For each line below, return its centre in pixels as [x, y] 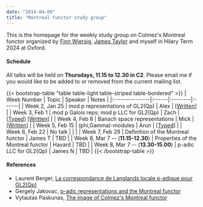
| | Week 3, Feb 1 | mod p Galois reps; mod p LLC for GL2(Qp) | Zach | [93, 112]
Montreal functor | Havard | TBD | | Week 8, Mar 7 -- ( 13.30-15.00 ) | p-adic [100, 144]
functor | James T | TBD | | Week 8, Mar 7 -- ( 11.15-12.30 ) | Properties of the [101, 138]
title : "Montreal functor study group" [57, 18]
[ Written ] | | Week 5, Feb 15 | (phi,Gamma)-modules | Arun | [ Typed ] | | [94, 125]
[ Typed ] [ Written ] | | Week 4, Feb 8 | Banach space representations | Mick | [100, 119]
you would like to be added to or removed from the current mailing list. [94, 81]
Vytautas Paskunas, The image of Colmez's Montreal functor [91, 197]
